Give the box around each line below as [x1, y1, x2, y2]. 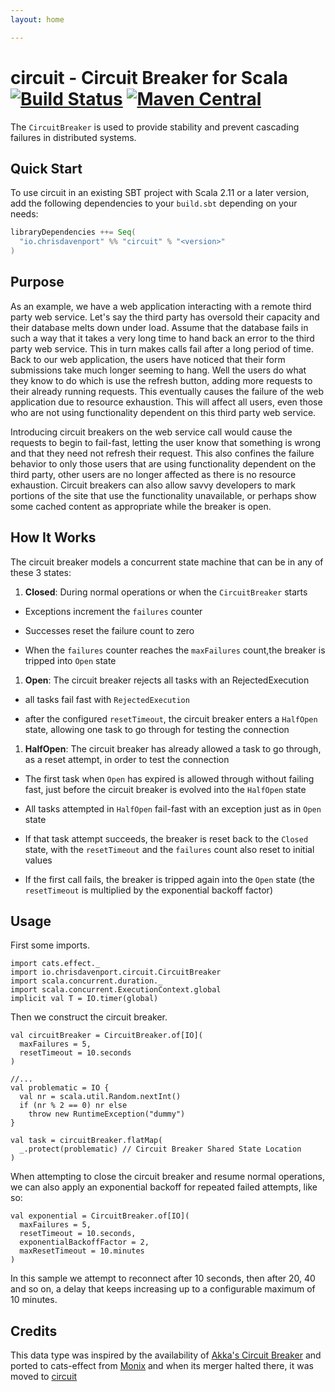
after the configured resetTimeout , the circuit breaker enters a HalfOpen [24, 712, 318, 725]
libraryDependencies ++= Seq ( [10, 227, 137, 238]
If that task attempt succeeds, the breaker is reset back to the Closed [24, 832, 309, 845]
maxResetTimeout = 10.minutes [19, 1246, 145, 1256]
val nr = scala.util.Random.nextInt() [19, 1092, 182, 1102]
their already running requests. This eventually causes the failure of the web [10, 385, 325, 397]
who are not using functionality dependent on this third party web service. [10, 406, 317, 418]
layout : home [10, 14, 65, 25]
